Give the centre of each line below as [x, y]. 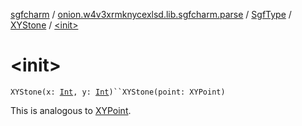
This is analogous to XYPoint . [71, 110]
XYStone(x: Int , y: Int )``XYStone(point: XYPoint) [118, 92]
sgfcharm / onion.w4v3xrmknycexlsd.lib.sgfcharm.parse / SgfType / [151, 14]
